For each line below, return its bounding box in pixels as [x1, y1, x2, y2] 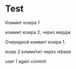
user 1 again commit [5, 58, 46, 64]
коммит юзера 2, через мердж [5, 29, 71, 35]
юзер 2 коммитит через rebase [5, 48, 72, 54]
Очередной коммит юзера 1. [5, 38, 66, 45]
